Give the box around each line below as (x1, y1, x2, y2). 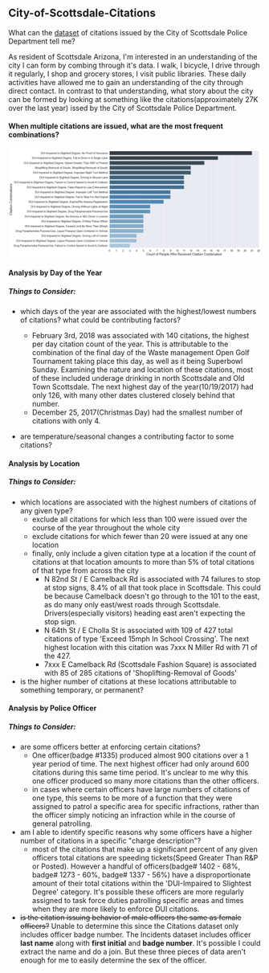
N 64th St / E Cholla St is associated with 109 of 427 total (43, 625, 233, 635)
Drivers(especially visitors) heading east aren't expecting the (43, 608, 246, 618)
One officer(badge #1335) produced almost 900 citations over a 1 (31, 750, 249, 760)
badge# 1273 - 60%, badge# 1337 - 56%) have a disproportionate (31, 870, 251, 880)
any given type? (19, 505, 74, 515)
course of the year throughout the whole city (31, 522, 181, 533)
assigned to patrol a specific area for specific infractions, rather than (31, 802, 259, 812)
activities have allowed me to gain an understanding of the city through (8, 77, 243, 87)
